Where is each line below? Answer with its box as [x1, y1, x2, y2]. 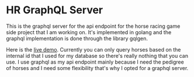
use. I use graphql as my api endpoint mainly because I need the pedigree [6, 58, 184, 65]
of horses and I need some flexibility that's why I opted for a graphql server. [6, 64, 189, 71]
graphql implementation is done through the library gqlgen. [6, 35, 148, 42]
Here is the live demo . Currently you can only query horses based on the [6, 46, 181, 53]
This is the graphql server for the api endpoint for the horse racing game [6, 23, 181, 30]
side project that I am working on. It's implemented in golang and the [6, 28, 172, 35]
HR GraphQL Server [6, 3, 103, 17]
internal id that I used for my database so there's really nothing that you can [6, 52, 189, 59]
